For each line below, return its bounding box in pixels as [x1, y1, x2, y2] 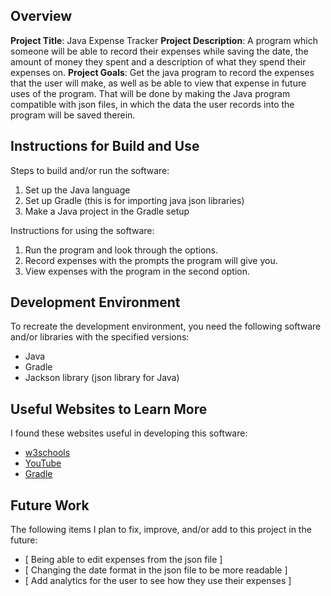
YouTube [24, 457, 62, 469]
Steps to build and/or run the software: [10, 164, 170, 176]
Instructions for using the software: [10, 224, 155, 236]
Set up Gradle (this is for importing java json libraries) [24, 194, 245, 206]
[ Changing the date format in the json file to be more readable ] [24, 564, 288, 576]
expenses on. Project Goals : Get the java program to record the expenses [10, 66, 315, 78]
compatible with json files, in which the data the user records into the [10, 98, 295, 110]
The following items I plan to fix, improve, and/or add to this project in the [10, 524, 312, 536]
